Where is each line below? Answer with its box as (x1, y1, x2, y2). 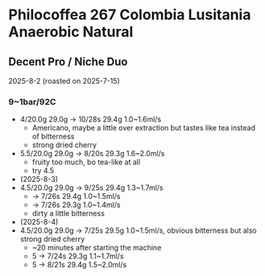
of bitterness (31, 131, 75, 142)
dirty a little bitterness (31, 209, 105, 218)
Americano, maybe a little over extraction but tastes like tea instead (31, 123, 256, 133)
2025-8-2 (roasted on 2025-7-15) (8, 76, 121, 85)
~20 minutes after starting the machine (31, 243, 162, 253)
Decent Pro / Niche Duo (8, 55, 128, 68)
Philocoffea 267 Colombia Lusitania (8, 6, 251, 24)
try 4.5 (31, 166, 55, 176)
